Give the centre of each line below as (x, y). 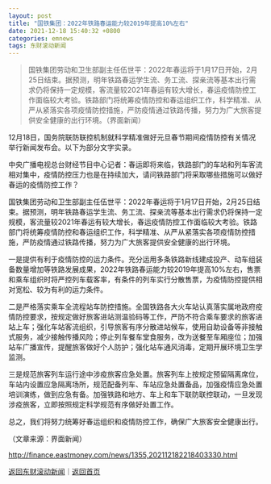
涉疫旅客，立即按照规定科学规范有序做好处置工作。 (93, 405)
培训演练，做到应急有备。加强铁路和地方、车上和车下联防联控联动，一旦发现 (135, 394)
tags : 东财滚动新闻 (38, 46)
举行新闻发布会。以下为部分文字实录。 (72, 148)
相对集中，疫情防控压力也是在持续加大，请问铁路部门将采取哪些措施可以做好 (135, 175)
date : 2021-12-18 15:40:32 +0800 (65, 31)
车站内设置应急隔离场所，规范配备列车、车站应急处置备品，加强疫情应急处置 (135, 385)
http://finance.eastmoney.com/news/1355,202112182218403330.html (123, 455)
